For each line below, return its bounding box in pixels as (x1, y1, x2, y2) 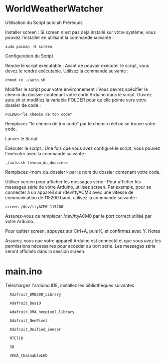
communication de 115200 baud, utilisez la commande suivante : (5, 194, 138, 200)
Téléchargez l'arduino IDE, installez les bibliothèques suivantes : (5, 282, 137, 288)
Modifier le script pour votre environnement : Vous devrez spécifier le (5, 86, 148, 92)
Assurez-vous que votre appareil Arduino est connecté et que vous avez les (5, 238, 161, 244)
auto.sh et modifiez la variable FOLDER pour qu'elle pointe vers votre (5, 97, 147, 103)
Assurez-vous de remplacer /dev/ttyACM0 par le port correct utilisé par (5, 213, 152, 219)
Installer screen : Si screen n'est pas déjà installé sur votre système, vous (5, 29, 156, 35)
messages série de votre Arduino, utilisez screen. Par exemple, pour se (5, 184, 152, 190)
